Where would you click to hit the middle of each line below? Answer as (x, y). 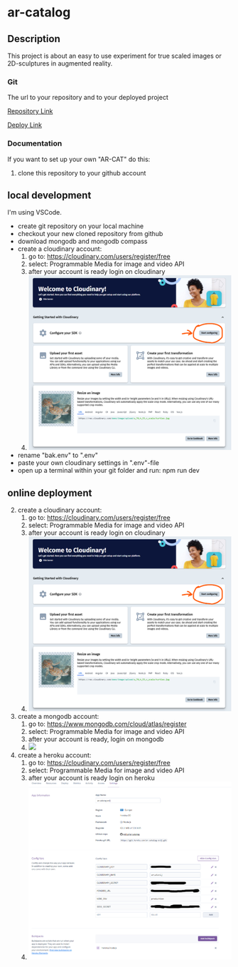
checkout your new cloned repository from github (90, 234)
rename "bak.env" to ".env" (58, 455)
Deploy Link (25, 125)
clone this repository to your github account (82, 173)
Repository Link (30, 111)
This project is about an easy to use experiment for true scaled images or (114, 56)
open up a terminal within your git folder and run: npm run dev (109, 471)
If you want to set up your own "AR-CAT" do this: (79, 159)
